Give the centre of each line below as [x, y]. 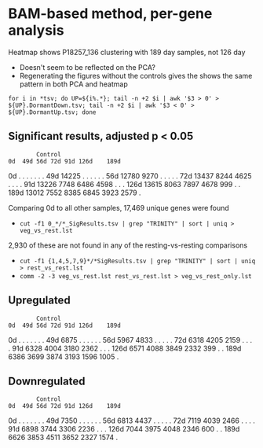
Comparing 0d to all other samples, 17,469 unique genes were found [119, 207]
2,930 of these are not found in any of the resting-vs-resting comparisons [128, 245]
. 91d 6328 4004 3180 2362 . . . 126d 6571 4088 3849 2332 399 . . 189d [125, 348]
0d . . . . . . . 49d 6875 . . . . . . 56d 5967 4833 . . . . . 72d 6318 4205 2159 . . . [130, 340]
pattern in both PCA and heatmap [73, 84]
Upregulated [39, 301]
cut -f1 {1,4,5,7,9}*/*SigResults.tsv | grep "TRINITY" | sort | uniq [137, 261]
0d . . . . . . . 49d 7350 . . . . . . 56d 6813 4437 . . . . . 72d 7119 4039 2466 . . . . [131, 420]
